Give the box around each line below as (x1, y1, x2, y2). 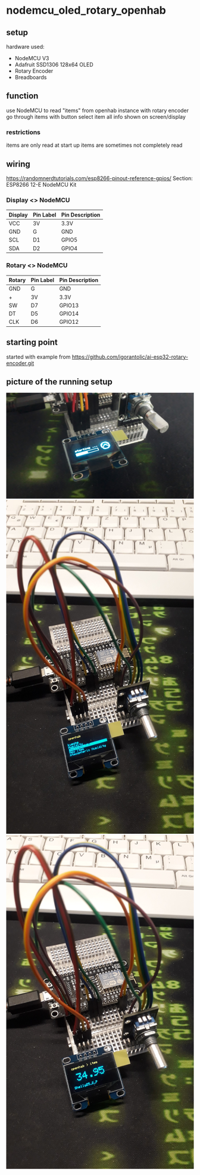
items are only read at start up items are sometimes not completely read (6, 141, 183, 149)
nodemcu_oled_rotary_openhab (6, 4, 167, 17)
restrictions (6, 128, 40, 136)
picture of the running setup (6, 376, 113, 386)
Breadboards (14, 74, 47, 81)
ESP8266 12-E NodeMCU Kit (6, 181, 77, 188)
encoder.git (6, 359, 35, 367)
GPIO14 (59, 310, 79, 317)
